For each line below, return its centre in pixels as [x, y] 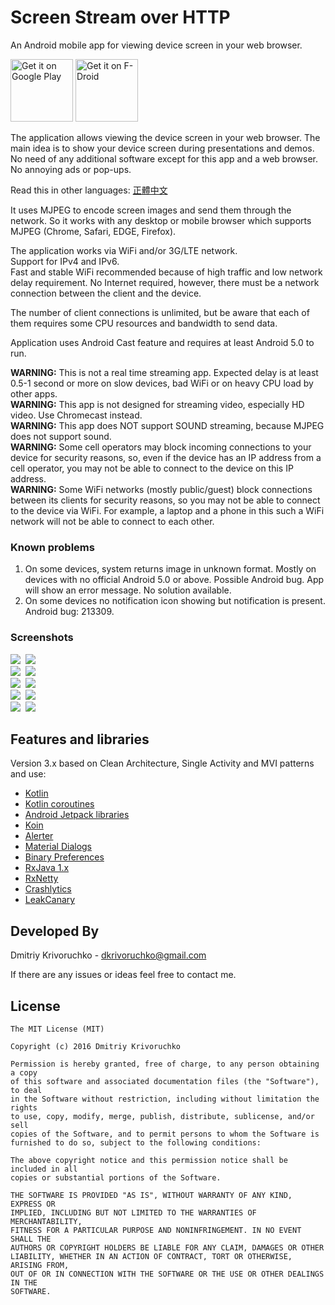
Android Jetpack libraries [77, 815]
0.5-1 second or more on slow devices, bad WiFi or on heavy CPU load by [162, 383]
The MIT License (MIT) [57, 1029]
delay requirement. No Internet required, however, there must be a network [165, 282]
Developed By [55, 931]
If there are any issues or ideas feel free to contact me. [123, 975]
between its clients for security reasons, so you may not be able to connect [165, 500]
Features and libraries [80, 739]
